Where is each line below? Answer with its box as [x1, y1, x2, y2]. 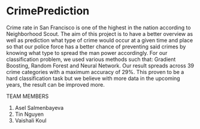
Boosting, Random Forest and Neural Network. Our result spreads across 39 [6, 62, 195, 69]
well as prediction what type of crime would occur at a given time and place [6, 36, 193, 44]
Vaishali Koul [14, 116, 47, 124]
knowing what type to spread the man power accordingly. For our [6, 49, 168, 56]
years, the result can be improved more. [6, 81, 105, 88]
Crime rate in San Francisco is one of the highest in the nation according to [6, 24, 191, 31]
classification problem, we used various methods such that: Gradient [6, 56, 176, 63]
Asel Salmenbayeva [14, 104, 64, 111]
